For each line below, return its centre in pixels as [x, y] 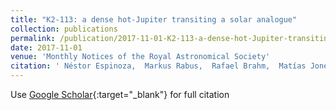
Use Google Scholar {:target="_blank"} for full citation [120, 94]
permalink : [33, 38]
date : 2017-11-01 [46, 47]
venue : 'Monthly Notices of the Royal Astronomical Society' [140, 57]
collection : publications [64, 29]
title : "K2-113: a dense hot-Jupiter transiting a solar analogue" [154, 19]
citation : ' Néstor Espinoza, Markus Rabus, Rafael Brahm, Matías [158, 66]
